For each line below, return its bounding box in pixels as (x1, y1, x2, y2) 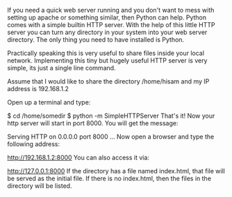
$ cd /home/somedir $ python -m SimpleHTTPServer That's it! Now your (7, 111, 215, 120)
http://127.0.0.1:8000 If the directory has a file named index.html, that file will (7, 167, 226, 175)
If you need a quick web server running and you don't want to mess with (7, 6, 215, 14)
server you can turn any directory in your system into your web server (7, 28, 208, 36)
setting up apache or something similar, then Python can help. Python (7, 13, 207, 22)
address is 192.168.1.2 (7, 85, 69, 93)
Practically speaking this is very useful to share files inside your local (7, 49, 205, 57)
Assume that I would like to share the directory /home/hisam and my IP (7, 77, 210, 86)
